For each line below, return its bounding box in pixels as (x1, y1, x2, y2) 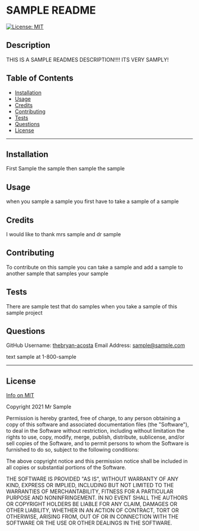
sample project (6, 309, 43, 316)
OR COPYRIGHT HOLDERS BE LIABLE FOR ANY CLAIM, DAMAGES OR (6, 501, 178, 508)
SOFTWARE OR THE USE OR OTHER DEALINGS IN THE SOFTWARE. (6, 519, 172, 527)
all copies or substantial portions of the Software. (6, 464, 126, 471)
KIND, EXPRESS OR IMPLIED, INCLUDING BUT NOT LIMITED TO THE (6, 482, 174, 489)
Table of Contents (6, 73, 74, 83)
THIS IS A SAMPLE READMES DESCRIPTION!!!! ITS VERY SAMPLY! (6, 56, 169, 63)
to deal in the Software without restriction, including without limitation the (6, 427, 185, 435)
